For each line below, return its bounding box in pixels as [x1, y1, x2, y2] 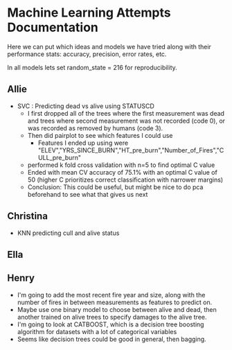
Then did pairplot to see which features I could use [27, 131, 173, 139]
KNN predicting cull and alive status [17, 229, 120, 237]
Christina [7, 210, 48, 222]
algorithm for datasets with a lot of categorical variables [17, 327, 177, 335]
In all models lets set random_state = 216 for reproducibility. [7, 63, 178, 71]
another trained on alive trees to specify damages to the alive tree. [17, 313, 207, 321]
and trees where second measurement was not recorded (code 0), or [27, 116, 226, 125]
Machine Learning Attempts [7, 5, 171, 21]
